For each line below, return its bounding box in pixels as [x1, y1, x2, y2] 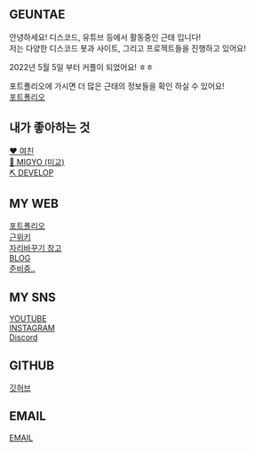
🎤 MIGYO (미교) [9, 156, 65, 167]
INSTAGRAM [9, 323, 56, 334]
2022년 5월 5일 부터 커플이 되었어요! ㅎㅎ [9, 61, 154, 72]
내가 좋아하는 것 [9, 120, 91, 136]
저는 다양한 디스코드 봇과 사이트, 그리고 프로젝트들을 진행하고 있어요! [9, 43, 246, 53]
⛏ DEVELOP [9, 167, 54, 178]
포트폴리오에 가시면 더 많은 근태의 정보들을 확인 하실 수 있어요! [9, 80, 225, 91]
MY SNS [9, 289, 56, 305]
